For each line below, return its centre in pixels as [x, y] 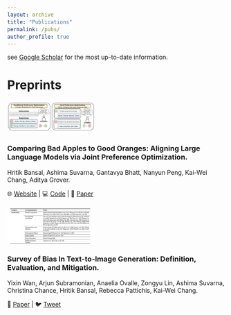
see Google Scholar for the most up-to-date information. [87, 57]
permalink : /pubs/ [34, 29]
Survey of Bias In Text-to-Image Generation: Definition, [102, 259]
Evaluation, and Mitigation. [53, 268]
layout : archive [30, 15]
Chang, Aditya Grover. [39, 180]
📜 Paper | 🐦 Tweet [34, 304]
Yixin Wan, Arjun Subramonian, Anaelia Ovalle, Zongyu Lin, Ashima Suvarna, [116, 283]
